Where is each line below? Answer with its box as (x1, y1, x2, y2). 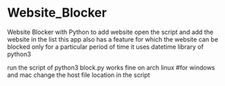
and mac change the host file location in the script (7, 71, 150, 79)
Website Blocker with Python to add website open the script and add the (7, 28, 214, 36)
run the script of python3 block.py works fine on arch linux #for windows (7, 63, 215, 71)
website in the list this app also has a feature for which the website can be (7, 35, 219, 43)
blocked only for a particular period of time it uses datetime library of (7, 42, 204, 51)
